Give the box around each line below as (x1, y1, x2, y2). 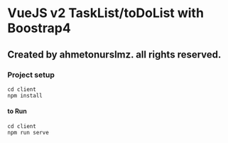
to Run (7, 107, 27, 115)
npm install (7, 92, 43, 99)
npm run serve (7, 129, 50, 137)
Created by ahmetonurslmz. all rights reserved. (7, 48, 222, 60)
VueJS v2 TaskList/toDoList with (7, 5, 205, 21)
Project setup (7, 70, 55, 80)
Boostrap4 (7, 20, 71, 36)
